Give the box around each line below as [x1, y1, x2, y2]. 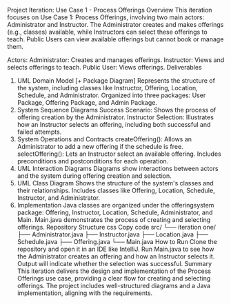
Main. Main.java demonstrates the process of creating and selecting [17, 216, 211, 223]
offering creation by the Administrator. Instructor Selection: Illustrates [17, 113, 214, 121]
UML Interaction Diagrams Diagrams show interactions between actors [17, 165, 219, 172]
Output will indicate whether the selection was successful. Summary [17, 260, 212, 267]
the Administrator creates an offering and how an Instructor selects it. [17, 252, 215, 261]
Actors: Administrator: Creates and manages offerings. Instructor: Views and [7, 56, 225, 64]
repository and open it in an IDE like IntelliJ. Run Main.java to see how [17, 245, 214, 253]
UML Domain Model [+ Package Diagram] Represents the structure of [17, 77, 216, 85]
